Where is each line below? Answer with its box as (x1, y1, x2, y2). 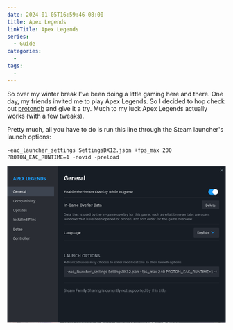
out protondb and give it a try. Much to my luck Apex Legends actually (7, 104, 208, 112)
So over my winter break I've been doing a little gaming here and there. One (7, 89, 224, 98)
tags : (7, 62, 23, 69)
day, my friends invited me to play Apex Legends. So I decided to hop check (7, 97, 225, 105)
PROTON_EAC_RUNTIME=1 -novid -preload (7, 153, 119, 161)
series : (7, 33, 30, 40)
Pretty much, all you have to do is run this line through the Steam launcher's (7, 125, 224, 133)
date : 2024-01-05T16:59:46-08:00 (7, 11, 104, 18)
